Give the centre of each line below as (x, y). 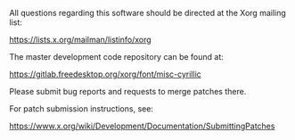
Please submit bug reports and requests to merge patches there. (128, 91)
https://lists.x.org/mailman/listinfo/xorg (80, 40)
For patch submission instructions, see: (82, 109)
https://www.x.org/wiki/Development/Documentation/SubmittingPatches (142, 126)
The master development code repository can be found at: (117, 57)
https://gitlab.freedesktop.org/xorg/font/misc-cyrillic (106, 74)
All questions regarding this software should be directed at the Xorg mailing (148, 13)
